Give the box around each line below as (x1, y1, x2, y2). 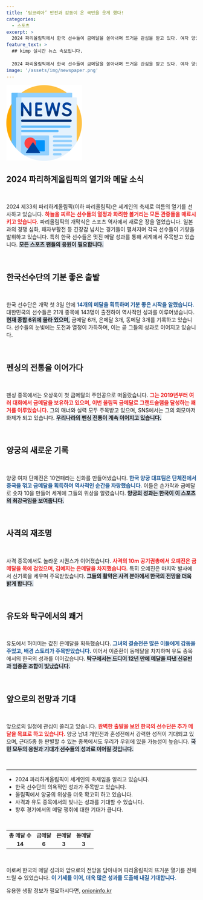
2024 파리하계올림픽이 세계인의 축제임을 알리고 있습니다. (14, 776, 150, 783)
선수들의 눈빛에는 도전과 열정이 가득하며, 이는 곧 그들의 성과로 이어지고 (14, 324, 180, 331)
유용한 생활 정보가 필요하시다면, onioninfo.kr (6, 887, 112, 894)
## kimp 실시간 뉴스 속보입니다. (11, 48, 83, 55)
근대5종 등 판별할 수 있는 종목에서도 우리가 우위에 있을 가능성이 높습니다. (19, 738, 190, 745)
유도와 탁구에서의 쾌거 (6, 610, 83, 621)
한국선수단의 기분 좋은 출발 (6, 272, 100, 282)
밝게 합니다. (6, 580, 34, 587)
